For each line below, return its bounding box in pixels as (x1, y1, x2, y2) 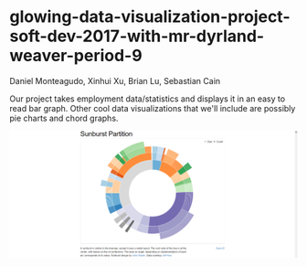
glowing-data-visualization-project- (9, 6, 291, 27)
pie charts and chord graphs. (9, 112, 119, 123)
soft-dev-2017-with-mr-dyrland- (9, 26, 265, 47)
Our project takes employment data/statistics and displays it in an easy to (9, 93, 286, 104)
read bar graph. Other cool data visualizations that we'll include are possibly (9, 102, 296, 113)
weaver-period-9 (9, 46, 143, 66)
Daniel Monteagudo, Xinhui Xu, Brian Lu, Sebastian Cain (9, 75, 221, 86)
